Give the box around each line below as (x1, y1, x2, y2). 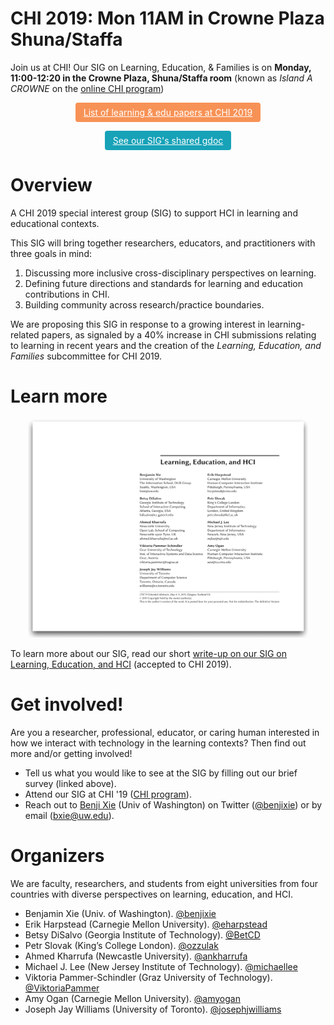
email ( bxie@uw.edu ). (24, 809, 115, 821)
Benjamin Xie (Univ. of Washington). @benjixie (24, 907, 217, 919)
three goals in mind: (10, 247, 92, 259)
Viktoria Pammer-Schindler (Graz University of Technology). (24, 971, 273, 983)
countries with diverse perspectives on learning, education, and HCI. (10, 888, 293, 900)
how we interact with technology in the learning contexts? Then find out (10, 737, 307, 749)
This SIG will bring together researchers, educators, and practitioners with (10, 237, 316, 249)
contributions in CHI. (24, 288, 110, 300)
